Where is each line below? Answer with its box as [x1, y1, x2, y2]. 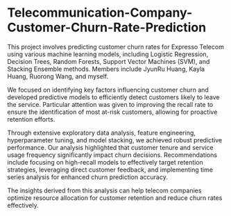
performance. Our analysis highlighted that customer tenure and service [7, 143, 214, 151]
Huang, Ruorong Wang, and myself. [7, 72, 109, 81]
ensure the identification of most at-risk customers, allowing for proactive [7, 108, 218, 116]
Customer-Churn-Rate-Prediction [7, 19, 207, 35]
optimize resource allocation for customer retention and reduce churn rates [7, 193, 223, 202]
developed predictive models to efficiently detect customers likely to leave [7, 92, 220, 101]
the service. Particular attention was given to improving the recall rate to [7, 100, 214, 108]
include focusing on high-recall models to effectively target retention [7, 158, 203, 166]
